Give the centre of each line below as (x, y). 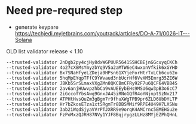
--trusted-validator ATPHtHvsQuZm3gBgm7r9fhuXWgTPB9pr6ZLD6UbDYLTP (92, 99)
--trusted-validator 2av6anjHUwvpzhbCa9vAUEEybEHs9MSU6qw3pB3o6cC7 (92, 88)
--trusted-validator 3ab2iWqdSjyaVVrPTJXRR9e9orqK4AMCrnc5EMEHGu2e (92, 109)
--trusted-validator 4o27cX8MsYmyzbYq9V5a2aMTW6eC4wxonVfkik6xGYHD (92, 67)
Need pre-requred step (65, 10)
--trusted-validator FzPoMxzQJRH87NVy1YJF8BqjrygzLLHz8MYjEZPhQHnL (92, 114)
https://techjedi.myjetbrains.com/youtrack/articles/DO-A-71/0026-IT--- (102, 33)
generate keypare (36, 27)
